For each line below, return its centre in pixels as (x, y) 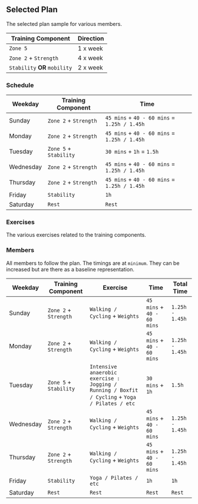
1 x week (90, 48)
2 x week (90, 67)
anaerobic (103, 372)
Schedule (20, 85)
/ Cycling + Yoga (113, 397)
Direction (91, 38)
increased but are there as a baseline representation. (70, 269)
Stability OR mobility (41, 67)
